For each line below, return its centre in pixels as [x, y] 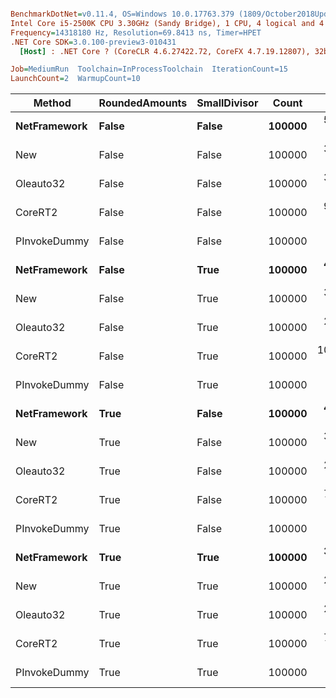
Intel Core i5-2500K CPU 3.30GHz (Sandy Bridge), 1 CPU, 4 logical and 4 [167, 23]
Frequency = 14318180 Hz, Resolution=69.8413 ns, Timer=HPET [136, 32]
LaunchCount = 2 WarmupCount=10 [75, 79]
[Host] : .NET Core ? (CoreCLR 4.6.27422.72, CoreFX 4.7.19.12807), [165, 51]
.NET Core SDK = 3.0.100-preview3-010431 [93, 42]
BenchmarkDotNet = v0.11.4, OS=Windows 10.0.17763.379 [122, 14]
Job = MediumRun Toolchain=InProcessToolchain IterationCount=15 [149, 69]
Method [52, 103]
